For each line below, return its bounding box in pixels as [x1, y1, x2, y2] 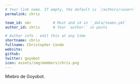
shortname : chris [5, 38, 40, 43]
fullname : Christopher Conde [5, 42, 64, 47]
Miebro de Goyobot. [5, 73, 45, 80]
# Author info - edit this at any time [5, 33, 86, 39]
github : [5, 51, 21, 56]
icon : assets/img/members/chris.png [5, 60, 79, 65]
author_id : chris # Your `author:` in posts [5, 25, 108, 29]
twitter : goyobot [5, 56, 40, 61]
